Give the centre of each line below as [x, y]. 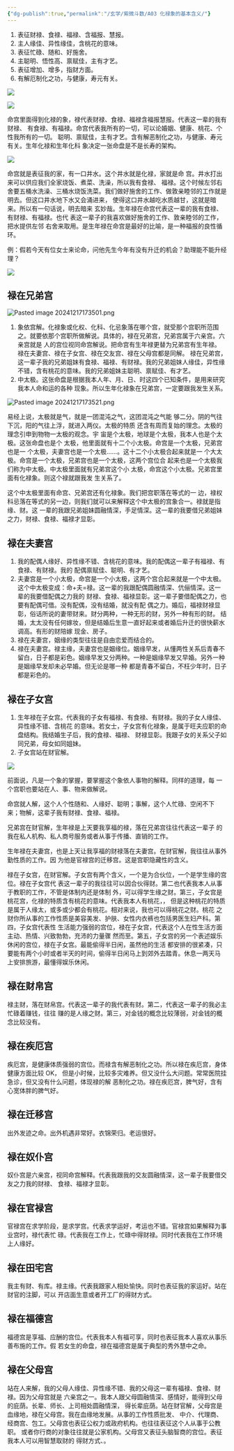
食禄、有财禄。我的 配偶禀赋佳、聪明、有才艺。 [85, 570]
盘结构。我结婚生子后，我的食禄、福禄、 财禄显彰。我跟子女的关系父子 [119, 735]
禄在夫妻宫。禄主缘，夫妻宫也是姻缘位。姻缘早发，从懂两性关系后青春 [118, 649]
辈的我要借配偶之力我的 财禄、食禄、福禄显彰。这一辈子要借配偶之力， [119, 596]
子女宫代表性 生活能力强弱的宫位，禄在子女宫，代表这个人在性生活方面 [121, 927]
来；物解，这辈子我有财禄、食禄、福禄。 [65, 813]
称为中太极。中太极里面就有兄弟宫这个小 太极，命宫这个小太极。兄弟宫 [115, 469]
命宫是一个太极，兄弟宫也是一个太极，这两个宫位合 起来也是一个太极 [118, 460]
